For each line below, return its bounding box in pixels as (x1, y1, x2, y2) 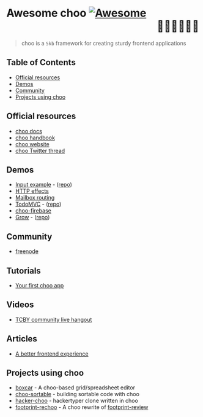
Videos (6, 300, 34, 310)
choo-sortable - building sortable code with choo (15, 391, 139, 398)
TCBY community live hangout (15, 316, 92, 323)
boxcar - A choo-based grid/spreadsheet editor (15, 384, 136, 391)
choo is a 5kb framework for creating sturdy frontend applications (21, 39, 186, 47)
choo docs (15, 127, 43, 134)
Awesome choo (6, 6, 87, 20)
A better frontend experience (15, 350, 89, 357)
